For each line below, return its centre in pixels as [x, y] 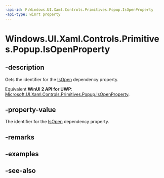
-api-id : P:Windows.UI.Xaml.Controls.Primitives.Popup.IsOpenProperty [79, 10]
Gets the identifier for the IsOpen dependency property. [62, 79]
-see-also [20, 171]
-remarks [20, 137]
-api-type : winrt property [33, 14]
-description [25, 67]
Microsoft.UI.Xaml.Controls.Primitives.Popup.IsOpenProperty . [67, 94]
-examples [22, 154]
